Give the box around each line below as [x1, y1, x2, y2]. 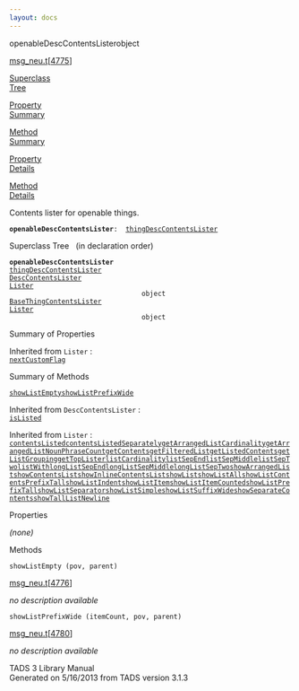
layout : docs [9, 13, 58, 22]
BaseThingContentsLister [9, 297, 102, 306]
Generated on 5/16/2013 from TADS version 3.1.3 [9, 672, 189, 683]
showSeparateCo [233, 485, 291, 494]
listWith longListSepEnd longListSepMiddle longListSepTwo [17, 462, 230, 471]
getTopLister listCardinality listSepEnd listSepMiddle [56, 454, 258, 463]
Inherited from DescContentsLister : [9, 404, 141, 415]
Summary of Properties [9, 328, 96, 339]
